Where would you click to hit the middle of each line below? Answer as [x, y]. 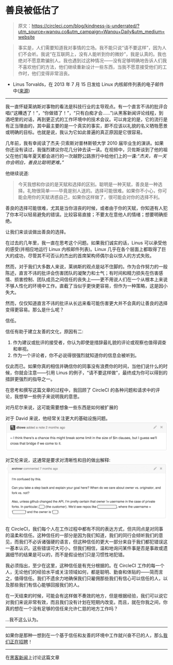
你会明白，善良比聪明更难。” [35, 162]
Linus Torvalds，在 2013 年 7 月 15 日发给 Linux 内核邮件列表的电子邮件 [88, 84]
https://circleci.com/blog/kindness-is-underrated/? [86, 26]
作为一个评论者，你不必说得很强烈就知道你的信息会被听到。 [76, 355]
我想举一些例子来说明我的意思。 [48, 396]
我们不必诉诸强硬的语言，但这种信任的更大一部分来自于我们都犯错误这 [93, 542]
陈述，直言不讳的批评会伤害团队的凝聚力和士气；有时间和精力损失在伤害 [82, 273]
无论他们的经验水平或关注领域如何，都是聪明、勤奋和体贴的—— [82, 572]
